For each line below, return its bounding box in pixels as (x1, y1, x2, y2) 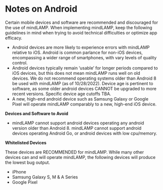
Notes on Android (5, 3, 78, 15)
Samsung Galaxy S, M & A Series (12, 174, 78, 180)
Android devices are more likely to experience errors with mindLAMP (12, 44, 150, 50)
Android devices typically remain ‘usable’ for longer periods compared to (12, 65, 158, 71)
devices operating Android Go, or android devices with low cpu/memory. (12, 130, 158, 136)
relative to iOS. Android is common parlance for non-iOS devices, (12, 50, 143, 55)
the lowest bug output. (5, 159, 50, 165)
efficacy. (5, 35, 23, 41)
